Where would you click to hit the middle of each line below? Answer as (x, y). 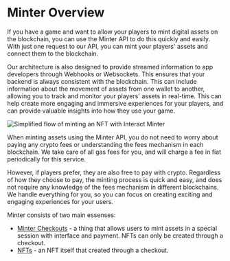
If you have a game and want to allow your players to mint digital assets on (113, 32)
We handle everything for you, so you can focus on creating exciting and (110, 194)
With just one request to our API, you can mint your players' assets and (107, 46)
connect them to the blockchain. (53, 54)
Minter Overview (56, 13)
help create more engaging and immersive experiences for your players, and (115, 103)
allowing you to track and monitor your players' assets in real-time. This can (114, 96)
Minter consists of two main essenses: (61, 215)
